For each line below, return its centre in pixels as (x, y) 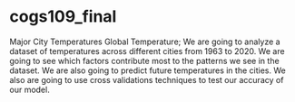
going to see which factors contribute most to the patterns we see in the (144, 60)
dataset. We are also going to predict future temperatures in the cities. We (147, 70)
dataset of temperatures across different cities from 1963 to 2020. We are (147, 51)
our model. (29, 89)
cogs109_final (63, 17)
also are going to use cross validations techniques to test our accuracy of (147, 79)
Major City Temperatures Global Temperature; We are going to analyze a (145, 42)
